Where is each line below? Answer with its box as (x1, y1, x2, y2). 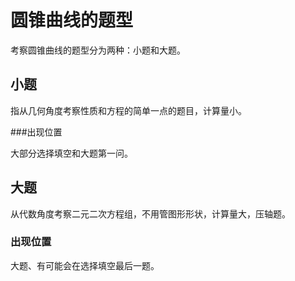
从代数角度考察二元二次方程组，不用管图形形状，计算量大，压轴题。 (10, 207, 291, 220)
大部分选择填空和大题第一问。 (10, 147, 133, 159)
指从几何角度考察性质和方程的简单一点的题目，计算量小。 (10, 104, 247, 116)
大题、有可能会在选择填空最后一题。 (10, 259, 160, 271)
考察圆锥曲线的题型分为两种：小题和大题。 (10, 44, 186, 56)
